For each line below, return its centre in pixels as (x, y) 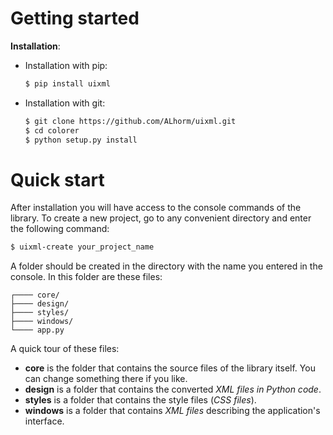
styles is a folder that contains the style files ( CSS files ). (140, 400)
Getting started (75, 18)
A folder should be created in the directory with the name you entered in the (166, 266)
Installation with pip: (66, 65)
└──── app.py (37, 330)
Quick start (57, 179)
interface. (44, 421)
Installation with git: (65, 103)
